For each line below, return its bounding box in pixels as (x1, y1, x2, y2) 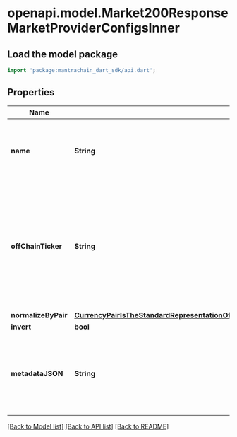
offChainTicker (11, 241, 62, 251)
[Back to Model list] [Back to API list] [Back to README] (7, 422, 169, 431)
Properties (7, 86, 55, 98)
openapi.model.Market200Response (7, 5, 229, 21)
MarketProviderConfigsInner (7, 20, 180, 36)
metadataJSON (11, 368, 63, 378)
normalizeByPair (11, 310, 68, 320)
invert (11, 322, 32, 332)
